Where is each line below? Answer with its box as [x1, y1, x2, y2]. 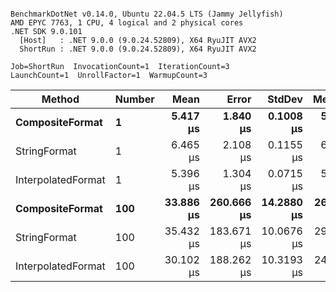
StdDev [267, 92, 303, 106]
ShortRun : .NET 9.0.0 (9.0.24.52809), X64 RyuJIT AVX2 [19, 44, 257, 54]
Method [41, 92, 80, 106]
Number [114, 92, 155, 106]
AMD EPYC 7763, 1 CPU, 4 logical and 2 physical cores [10, 18, 244, 28]
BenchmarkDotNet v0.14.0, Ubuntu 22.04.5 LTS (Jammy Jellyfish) [10, 9, 284, 19]
